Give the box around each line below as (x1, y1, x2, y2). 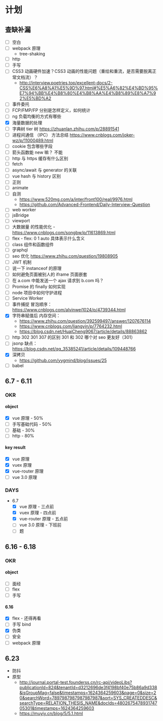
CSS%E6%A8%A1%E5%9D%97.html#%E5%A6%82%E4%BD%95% (19, 85, 158, 91)
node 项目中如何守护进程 (12, 290, 62, 296)
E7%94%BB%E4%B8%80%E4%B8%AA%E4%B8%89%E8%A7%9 (19, 90, 156, 96)
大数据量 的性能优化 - (12, 224, 55, 230)
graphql (12, 247, 28, 253)
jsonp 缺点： (12, 340, 37, 347)
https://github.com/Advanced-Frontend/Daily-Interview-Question (19, 202, 150, 207)
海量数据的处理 (12, 120, 42, 125)
